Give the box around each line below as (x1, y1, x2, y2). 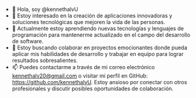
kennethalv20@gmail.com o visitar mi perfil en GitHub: (11, 72, 148, 79)
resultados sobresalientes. (11, 57, 78, 64)
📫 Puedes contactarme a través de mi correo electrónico (11, 64, 155, 70)
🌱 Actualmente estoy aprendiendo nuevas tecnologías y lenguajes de (11, 25, 184, 32)
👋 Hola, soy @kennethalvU (11, 6, 78, 13)
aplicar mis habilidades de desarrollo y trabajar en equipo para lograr (11, 51, 184, 57)
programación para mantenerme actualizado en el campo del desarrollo (11, 31, 191, 38)
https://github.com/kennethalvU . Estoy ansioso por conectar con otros (11, 79, 188, 85)
